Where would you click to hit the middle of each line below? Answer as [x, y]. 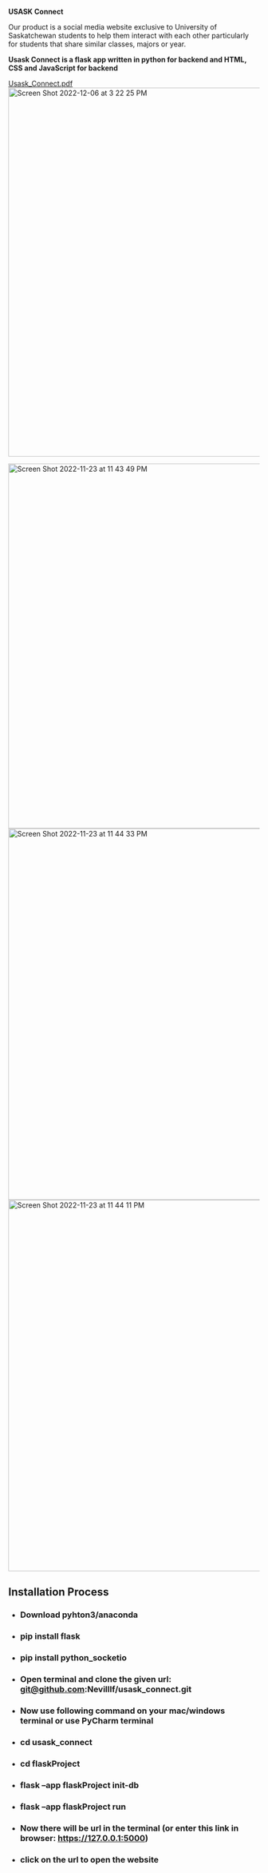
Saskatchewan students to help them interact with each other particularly [129, 36]
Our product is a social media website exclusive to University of [113, 27]
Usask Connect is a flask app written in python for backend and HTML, [128, 60]
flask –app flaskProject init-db [79, 1785]
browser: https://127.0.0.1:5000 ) [84, 1838]
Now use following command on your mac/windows [122, 1711]
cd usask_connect [56, 1742]
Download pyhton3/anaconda [79, 1615]
